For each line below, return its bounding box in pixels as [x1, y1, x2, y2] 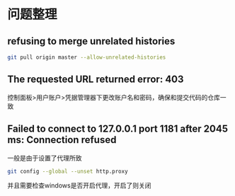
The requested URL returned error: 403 [7, 74, 184, 86]
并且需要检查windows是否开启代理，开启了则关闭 [7, 181, 151, 190]
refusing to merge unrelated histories [7, 35, 176, 47]
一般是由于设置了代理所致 [7, 154, 82, 162]
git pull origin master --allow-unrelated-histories [7, 54, 166, 61]
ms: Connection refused [7, 134, 117, 146]
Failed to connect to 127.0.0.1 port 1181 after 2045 [7, 123, 229, 135]
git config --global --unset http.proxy [7, 168, 129, 175]
